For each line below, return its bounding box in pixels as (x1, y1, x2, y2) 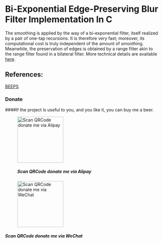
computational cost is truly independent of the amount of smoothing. (5, 40, 144, 46)
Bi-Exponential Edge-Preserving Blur (5, 3, 159, 15)
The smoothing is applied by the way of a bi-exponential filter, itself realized (5, 30, 158, 36)
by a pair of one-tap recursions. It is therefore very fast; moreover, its (5, 35, 145, 41)
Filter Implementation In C (5, 14, 113, 25)
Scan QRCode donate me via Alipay (17, 168, 92, 174)
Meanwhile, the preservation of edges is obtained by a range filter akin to (5, 46, 153, 52)
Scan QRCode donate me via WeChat (5, 233, 83, 239)
